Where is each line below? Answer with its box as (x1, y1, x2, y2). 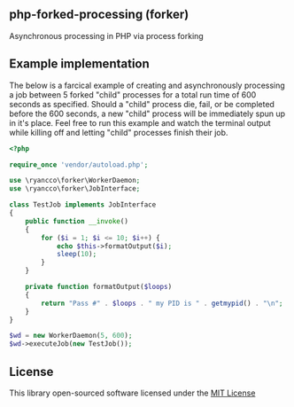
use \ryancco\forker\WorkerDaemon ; (9, 176, 141, 185)
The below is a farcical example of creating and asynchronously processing (9, 80, 285, 90)
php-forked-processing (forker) (9, 7, 190, 22)
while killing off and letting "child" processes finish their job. (9, 127, 228, 137)
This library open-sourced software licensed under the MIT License (9, 387, 256, 398)
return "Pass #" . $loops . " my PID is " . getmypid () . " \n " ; (41, 299, 283, 308)
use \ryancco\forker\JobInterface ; (9, 184, 141, 193)
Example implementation (9, 57, 151, 72)
